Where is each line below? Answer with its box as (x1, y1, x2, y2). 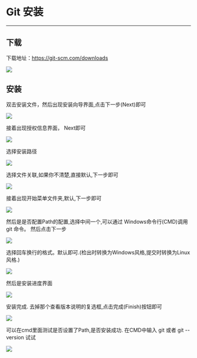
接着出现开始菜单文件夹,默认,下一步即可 (6, 195, 102, 202)
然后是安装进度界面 (6, 279, 53, 287)
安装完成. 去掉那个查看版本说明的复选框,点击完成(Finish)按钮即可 (6, 303, 162, 310)
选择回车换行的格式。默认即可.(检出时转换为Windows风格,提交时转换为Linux (6, 248, 191, 255)
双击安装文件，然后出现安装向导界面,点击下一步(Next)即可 (6, 101, 147, 108)
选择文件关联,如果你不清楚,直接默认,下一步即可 (6, 171, 119, 178)
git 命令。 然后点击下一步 (6, 225, 67, 232)
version (6, 333, 25, 340)
